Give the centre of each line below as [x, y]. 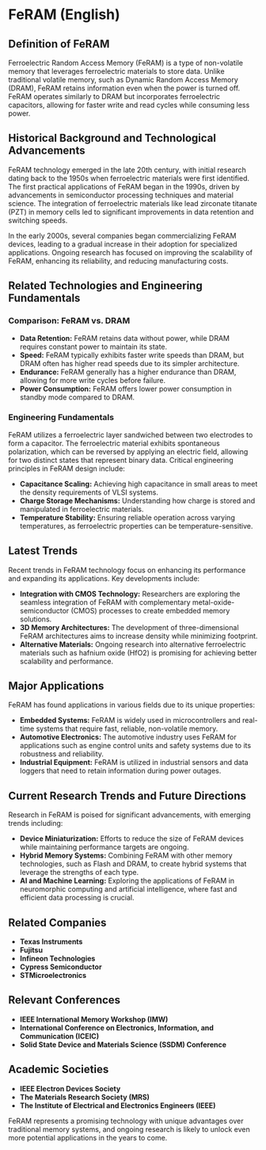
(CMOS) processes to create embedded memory [150, 610]
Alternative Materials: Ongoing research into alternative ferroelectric [133, 644]
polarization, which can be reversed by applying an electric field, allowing [128, 451]
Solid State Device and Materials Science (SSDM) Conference [123, 1045]
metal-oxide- [214, 602]
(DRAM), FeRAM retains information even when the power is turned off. [124, 88]
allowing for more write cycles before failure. [93, 380]
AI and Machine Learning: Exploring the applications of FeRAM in [127, 881]
